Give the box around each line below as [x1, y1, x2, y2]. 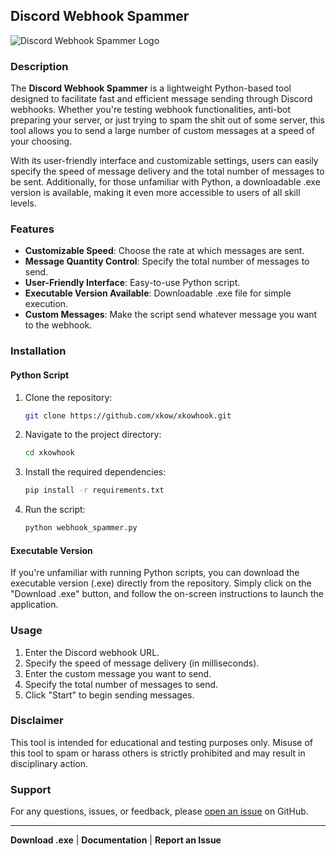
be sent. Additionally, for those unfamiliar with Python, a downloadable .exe [10, 176, 321, 188]
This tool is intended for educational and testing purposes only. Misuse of [10, 736, 314, 748]
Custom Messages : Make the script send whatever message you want [24, 309, 318, 321]
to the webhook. [24, 319, 93, 331]
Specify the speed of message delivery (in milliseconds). [24, 657, 260, 669]
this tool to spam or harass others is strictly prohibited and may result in [10, 747, 306, 759]
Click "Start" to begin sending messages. [24, 689, 195, 701]
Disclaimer [10, 714, 64, 728]
